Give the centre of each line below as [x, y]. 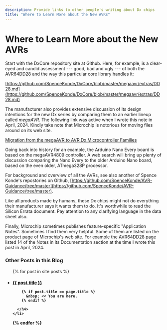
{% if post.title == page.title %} [59, 292]
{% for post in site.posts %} [41, 271]
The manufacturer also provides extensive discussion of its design [73, 109]
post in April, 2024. [25, 248]
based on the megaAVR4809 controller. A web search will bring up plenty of [83, 155]
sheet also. [16, 217]
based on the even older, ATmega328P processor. [57, 165]
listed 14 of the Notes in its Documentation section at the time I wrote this [80, 242]
